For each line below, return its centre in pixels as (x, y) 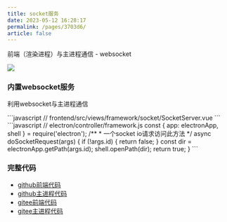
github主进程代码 (42, 193)
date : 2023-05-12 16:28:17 (47, 20)
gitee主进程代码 (40, 211)
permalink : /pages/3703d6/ (47, 27)
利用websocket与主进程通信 (48, 104)
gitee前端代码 (37, 202)
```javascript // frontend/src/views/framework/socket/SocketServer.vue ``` (114, 118)
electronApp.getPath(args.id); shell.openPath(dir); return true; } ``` (103, 148)
